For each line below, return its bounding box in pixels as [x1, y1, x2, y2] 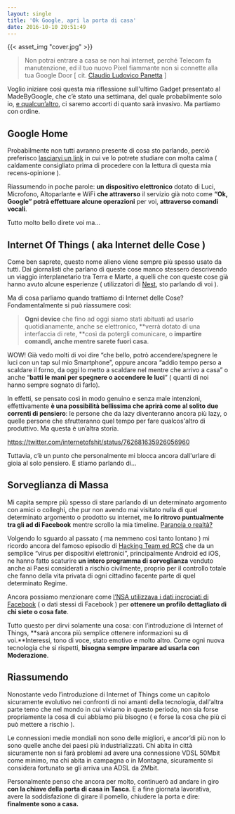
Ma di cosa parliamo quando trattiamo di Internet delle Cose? [7, 293, 184, 302]
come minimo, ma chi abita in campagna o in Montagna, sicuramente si [7, 756, 213, 764]
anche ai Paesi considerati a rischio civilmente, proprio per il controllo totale [7, 564, 227, 572]
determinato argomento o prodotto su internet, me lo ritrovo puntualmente [7, 513, 224, 521]
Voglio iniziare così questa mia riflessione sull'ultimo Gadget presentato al [7, 85, 221, 94]
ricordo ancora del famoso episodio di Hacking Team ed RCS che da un [7, 541, 214, 549]
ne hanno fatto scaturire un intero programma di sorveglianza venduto [7, 557, 214, 565]
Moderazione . [7, 651, 49, 659]
